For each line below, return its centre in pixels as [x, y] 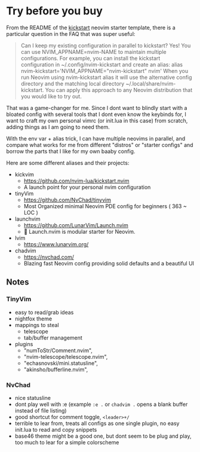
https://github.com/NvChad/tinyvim [67, 200]
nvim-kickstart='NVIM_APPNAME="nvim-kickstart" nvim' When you [104, 71]
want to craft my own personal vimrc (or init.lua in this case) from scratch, [97, 120]
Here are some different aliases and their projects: [68, 163]
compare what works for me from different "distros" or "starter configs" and [100, 145]
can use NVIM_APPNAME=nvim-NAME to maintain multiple [93, 51]
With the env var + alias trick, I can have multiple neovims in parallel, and [96, 138]
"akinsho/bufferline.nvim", [56, 369]
